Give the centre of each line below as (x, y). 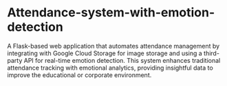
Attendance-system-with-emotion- (111, 13)
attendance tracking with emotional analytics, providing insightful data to (110, 68)
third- (212, 53)
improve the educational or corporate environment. (79, 75)
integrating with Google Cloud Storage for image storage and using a (105, 53)
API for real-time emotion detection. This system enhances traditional (122, 60)
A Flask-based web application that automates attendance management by (113, 46)
